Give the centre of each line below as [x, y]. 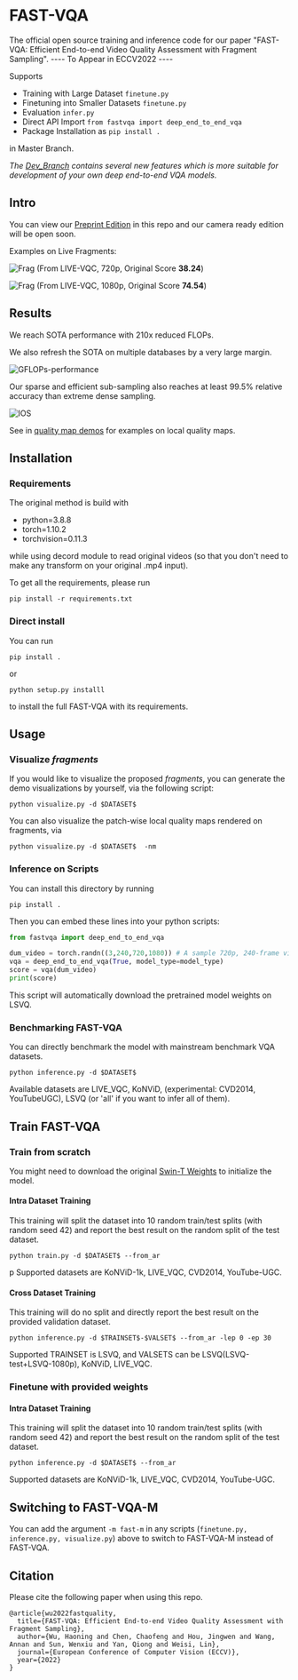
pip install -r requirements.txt [71, 599]
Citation [32, 1576]
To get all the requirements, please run [80, 583]
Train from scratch [50, 1151]
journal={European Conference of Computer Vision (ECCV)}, [129, 1652]
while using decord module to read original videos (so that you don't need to [149, 556]
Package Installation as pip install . [91, 131]
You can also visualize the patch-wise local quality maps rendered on [136, 821]
